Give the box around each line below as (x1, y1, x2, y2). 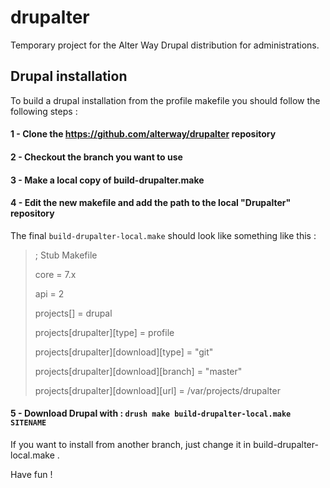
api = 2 (34, 287, 65, 300)
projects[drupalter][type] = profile (34, 326, 175, 338)
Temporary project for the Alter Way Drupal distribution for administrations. (10, 39, 320, 51)
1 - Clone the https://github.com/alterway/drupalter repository (10, 128, 277, 140)
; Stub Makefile (34, 249, 98, 261)
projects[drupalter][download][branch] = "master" (34, 365, 243, 377)
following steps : (10, 105, 78, 117)
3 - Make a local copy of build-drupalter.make (10, 174, 205, 186)
